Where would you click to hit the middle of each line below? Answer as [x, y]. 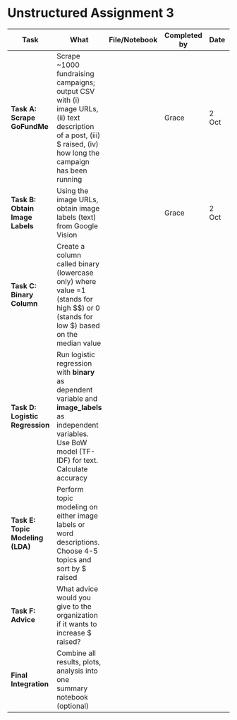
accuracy [72, 478]
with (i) [68, 100]
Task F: [23, 611]
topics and [74, 559]
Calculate [72, 468]
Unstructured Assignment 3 [91, 13]
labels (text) [76, 217]
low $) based [78, 325]
